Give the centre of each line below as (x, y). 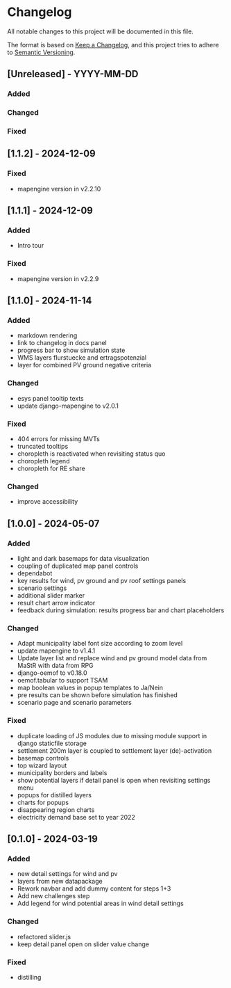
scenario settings (42, 588)
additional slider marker (51, 596)
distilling (29, 977)
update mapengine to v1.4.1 (56, 651)
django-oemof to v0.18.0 (52, 673)
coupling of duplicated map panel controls (78, 566)
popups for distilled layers (54, 795)
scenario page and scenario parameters (74, 703)
